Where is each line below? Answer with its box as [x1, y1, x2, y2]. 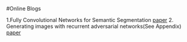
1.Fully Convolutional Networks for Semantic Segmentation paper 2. [6, 17, 174, 23]
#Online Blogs [6, 5, 41, 12]
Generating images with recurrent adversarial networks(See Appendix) [6, 23, 182, 30]
